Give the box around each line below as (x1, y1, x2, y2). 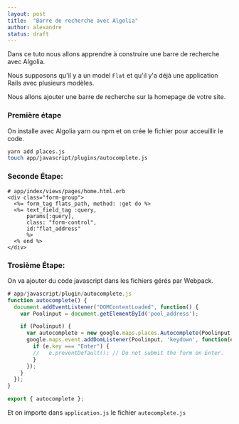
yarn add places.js (7, 148, 65, 155)
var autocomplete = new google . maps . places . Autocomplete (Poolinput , (26, 329, 234, 337)
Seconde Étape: (7, 172, 64, 182)
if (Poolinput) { (20, 323, 72, 330)
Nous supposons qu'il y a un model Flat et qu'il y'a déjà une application (7, 71, 218, 80)
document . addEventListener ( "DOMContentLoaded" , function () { (14, 304, 199, 311)
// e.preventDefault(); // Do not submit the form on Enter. (33, 349, 224, 356)
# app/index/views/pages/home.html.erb (7, 187, 126, 195)
